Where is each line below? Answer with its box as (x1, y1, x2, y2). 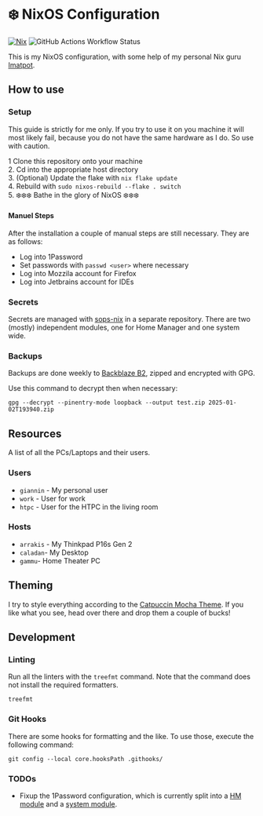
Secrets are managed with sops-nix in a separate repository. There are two (8, 315, 251, 324)
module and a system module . (19, 799, 118, 808)
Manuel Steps (8, 211, 55, 220)
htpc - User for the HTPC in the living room (19, 502, 159, 512)
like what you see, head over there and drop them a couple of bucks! (8, 608, 231, 617)
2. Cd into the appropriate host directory (8, 165, 139, 174)
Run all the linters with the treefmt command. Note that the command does (8, 672, 251, 682)
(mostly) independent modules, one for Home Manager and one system (8, 322, 240, 333)
